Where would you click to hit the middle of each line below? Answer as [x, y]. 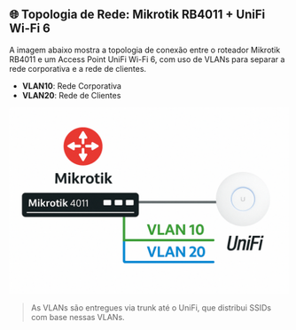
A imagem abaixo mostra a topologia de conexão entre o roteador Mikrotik [145, 50]
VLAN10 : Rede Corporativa [72, 86]
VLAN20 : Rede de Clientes [71, 95]
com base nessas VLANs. [78, 318]
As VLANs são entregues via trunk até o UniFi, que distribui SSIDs [151, 308]
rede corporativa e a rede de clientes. [78, 68]
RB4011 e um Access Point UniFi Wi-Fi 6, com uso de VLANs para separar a [147, 59]
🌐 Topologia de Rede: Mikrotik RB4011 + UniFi [137, 15]
